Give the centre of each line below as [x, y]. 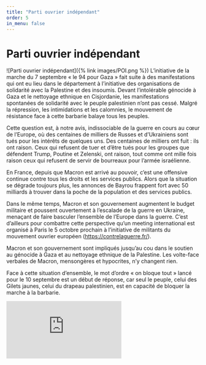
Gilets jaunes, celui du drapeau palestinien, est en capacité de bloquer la [98, 286]
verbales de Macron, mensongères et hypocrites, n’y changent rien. [92, 262]
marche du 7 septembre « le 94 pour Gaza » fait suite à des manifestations [101, 77]
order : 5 [17, 18]
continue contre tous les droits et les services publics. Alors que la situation [102, 179]
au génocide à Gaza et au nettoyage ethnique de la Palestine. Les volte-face [103, 255]
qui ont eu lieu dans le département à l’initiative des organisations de [93, 84]
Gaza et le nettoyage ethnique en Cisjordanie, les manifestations [88, 97]
